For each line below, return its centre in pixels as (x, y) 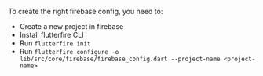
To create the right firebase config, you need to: (86, 11)
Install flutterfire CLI (51, 35)
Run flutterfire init (55, 43)
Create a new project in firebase (71, 26)
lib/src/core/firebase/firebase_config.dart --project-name (120, 59)
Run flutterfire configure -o (69, 51)
